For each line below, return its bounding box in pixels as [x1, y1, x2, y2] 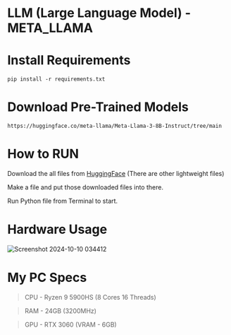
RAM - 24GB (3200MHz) [24, 306, 97, 315]
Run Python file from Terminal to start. [7, 196, 118, 205]
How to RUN [7, 146, 80, 162]
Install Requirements [7, 52, 131, 69]
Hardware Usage [7, 221, 108, 237]
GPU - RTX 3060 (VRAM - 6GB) [24, 320, 118, 329]
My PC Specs [7, 270, 87, 286]
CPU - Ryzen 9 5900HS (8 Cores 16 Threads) [24, 293, 156, 301]
